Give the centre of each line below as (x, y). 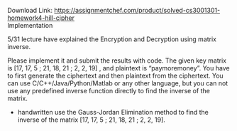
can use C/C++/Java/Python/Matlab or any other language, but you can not (118, 83)
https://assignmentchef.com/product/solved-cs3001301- (137, 10)
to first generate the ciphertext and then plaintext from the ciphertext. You (115, 75)
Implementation (30, 25)
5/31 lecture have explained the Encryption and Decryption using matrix (112, 39)
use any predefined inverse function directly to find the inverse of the (109, 91)
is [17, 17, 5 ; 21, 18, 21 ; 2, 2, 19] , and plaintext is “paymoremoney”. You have (118, 68)
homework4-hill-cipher (41, 18)
